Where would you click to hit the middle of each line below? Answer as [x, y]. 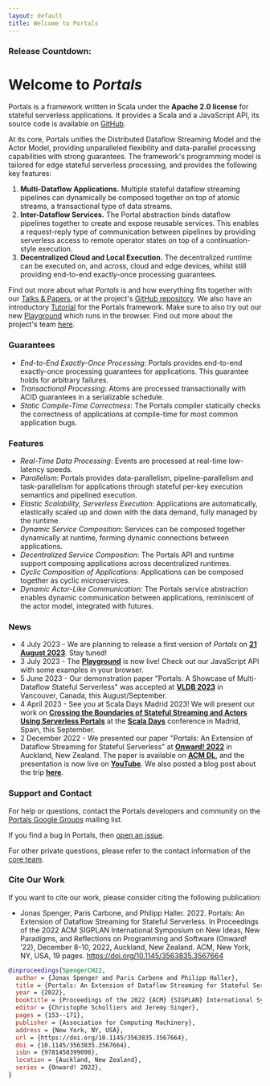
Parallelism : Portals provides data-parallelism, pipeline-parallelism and [137, 477]
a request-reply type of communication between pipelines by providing [137, 232]
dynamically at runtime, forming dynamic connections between [125, 537]
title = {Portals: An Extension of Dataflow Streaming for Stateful [133, 986]
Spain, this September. [57, 730]
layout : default [35, 16]
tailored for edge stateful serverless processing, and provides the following [133, 165]
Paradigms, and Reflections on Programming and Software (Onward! [133, 938]
